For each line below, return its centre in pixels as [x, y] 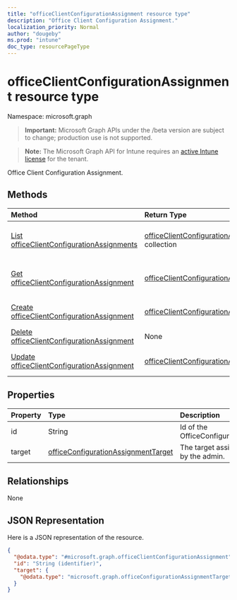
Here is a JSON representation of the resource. [76, 538]
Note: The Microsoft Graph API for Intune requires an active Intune [121, 151]
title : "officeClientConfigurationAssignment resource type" [99, 14]
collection [161, 244]
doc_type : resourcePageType [49, 47]
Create [22, 307]
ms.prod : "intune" [34, 40]
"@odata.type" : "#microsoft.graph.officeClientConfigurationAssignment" [123, 557]
